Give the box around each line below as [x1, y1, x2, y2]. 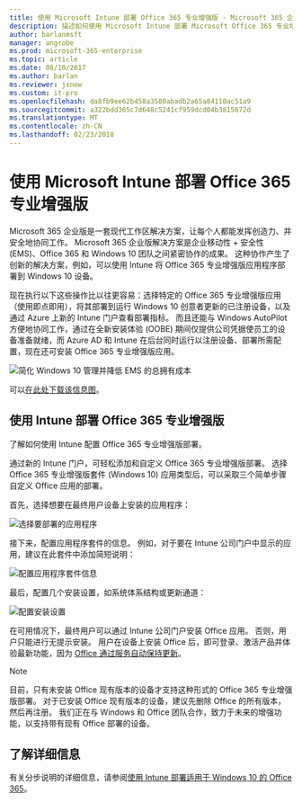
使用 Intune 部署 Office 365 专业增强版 [9, 413, 225, 428]
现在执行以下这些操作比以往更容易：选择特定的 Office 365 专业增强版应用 [9, 290, 281, 300]
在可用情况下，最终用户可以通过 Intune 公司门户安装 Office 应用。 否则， [9, 625, 280, 636]
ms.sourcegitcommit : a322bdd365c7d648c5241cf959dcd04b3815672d [9, 105, 252, 114]
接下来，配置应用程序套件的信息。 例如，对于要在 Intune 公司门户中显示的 [9, 537, 284, 548]
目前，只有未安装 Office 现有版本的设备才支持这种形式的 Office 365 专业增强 [9, 684, 293, 695]
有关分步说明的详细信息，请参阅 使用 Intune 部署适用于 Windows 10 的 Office [9, 772, 292, 783]
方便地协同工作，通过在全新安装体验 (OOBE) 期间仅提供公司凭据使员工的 [9, 323, 279, 334]
